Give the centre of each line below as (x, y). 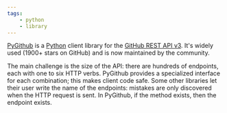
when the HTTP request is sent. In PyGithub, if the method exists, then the (112, 95)
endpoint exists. (30, 103)
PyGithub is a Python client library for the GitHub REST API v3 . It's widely (110, 46)
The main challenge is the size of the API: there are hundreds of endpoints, (113, 66)
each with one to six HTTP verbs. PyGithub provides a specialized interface (114, 73)
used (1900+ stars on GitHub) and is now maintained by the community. (109, 53)
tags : (15, 13)
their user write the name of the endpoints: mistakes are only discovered (110, 88)
